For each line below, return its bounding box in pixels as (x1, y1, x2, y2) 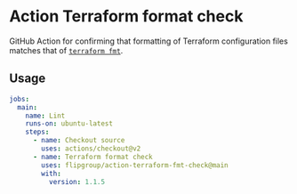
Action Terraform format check (9, 6, 244, 27)
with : (41, 169, 62, 178)
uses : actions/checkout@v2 (41, 144, 141, 153)
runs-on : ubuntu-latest (25, 119, 114, 128)
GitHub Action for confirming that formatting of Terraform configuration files (9, 36, 289, 46)
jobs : (9, 94, 29, 103)
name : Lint (25, 111, 66, 120)
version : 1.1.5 (48, 177, 105, 186)
